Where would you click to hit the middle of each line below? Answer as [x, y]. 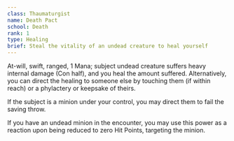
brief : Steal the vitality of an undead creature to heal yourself [108, 46]
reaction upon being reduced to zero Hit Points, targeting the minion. [106, 130]
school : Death [28, 27]
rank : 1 [19, 33]
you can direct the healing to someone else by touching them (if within [109, 81]
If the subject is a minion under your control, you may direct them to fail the [116, 102]
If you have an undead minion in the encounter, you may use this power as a [117, 123]
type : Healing [28, 40]
